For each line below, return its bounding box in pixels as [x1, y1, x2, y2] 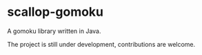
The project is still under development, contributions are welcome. [7, 40, 196, 48]
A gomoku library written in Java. [7, 27, 101, 35]
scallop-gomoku [7, 4, 104, 20]
